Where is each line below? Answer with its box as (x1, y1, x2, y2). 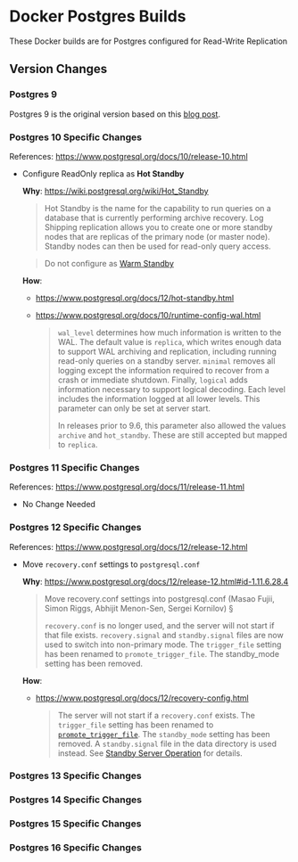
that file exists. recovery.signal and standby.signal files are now (44, 629, 284, 640)
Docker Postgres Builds (9, 6, 186, 27)
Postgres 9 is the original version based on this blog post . (9, 109, 221, 119)
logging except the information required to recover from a (57, 365, 269, 375)
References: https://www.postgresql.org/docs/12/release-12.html (9, 541, 248, 552)
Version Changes (9, 62, 108, 77)
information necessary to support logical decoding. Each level (57, 383, 286, 394)
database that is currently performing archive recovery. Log (44, 212, 264, 223)
